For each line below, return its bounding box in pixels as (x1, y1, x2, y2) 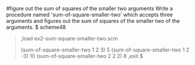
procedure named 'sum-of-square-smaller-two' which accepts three (6, 11, 173, 18)
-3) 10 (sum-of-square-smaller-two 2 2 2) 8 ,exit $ (20, 53, 144, 59)
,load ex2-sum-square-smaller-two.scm (20, 35, 118, 42)
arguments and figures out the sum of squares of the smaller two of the (6, 18, 180, 24)
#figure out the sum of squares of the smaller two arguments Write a (6, 5, 173, 12)
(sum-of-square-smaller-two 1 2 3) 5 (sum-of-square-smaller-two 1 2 (20, 46, 190, 53)
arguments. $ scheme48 (6, 23, 66, 30)
